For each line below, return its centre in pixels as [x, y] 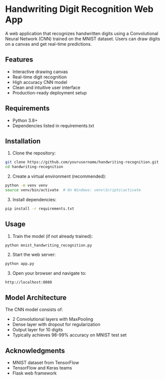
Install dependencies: [34, 199]
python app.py [20, 264]
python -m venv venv [27, 186]
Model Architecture [36, 297]
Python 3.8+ [25, 120]
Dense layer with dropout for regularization [56, 324]
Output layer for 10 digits [38, 330]
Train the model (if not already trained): [52, 236]
